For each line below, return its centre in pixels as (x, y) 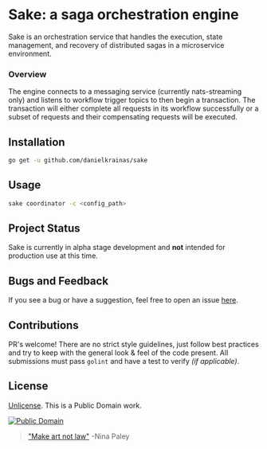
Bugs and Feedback (59, 281)
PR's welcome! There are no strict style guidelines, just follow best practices (133, 345)
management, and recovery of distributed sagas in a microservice (116, 45)
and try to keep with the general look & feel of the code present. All (118, 353)
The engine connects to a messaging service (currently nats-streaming (125, 92)
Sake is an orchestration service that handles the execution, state (116, 37)
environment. (30, 53)
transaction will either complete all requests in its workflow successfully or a (133, 108)
